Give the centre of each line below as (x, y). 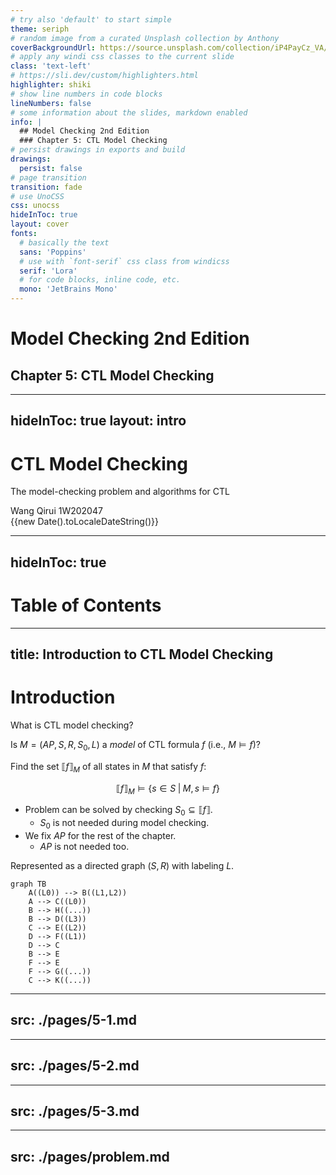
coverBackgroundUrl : (53, 47)
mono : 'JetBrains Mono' (68, 289)
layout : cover (40, 224)
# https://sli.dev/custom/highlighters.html (104, 76)
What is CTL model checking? (72, 725)
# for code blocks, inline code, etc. (100, 280)
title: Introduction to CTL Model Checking (142, 654)
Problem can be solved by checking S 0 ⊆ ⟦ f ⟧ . (118, 811)
